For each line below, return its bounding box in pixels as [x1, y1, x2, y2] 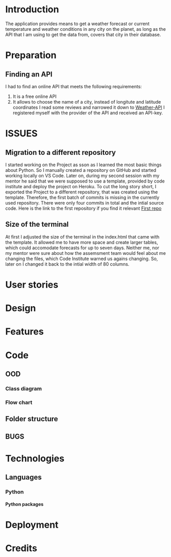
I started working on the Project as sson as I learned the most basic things [5, 162, 162, 168]
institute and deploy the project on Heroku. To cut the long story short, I [5, 183, 157, 189]
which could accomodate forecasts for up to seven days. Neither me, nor [5, 245, 160, 251]
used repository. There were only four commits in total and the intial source [5, 200, 164, 206]
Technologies [5, 452, 65, 464]
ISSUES [5, 128, 38, 140]
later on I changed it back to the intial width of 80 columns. [5, 261, 130, 267]
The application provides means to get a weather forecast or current [5, 21, 149, 27]
